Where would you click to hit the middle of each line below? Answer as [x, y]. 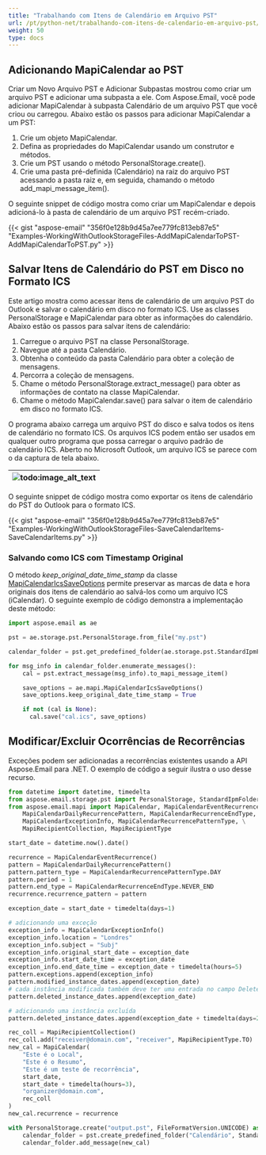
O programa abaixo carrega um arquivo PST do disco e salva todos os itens [131, 424]
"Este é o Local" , [53, 1055]
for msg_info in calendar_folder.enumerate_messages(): [102, 666]
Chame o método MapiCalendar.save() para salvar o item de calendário [136, 400]
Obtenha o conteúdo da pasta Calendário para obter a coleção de [127, 358]
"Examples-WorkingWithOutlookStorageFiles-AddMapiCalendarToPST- [124, 236]
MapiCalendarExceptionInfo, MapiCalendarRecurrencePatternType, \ [134, 821]
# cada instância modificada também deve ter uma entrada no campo [122, 989]
